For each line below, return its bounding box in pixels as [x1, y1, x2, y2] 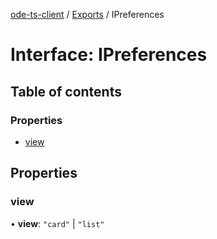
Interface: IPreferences [10, 44, 208, 66]
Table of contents [10, 83, 122, 100]
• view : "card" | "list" [10, 217, 105, 229]
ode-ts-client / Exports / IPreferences [10, 9, 165, 20]
